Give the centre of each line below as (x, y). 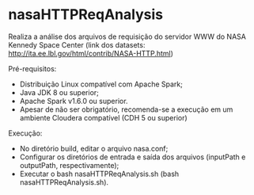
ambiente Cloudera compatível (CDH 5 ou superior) (103, 117)
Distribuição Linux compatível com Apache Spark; (101, 84)
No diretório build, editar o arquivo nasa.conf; (94, 148)
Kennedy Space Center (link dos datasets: (77, 44)
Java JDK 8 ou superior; (59, 92)
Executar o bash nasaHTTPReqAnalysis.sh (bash (99, 174)
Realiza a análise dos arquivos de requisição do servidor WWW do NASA (127, 36)
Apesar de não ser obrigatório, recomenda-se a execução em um (126, 109)
